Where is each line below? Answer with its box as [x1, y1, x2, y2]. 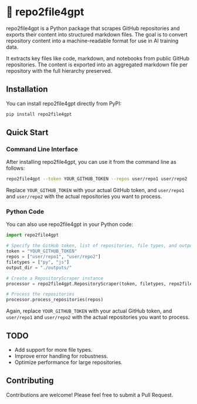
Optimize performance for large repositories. [14, 359, 123, 366]
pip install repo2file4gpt [6, 111, 72, 117]
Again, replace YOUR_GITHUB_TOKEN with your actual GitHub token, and [6, 308, 172, 315]
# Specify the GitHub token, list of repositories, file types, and [6, 243, 177, 249]
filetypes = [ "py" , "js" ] [6, 259, 69, 265]
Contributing [6, 376, 54, 386]
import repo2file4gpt [6, 232, 59, 238]
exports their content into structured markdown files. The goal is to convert [6, 31, 188, 38]
